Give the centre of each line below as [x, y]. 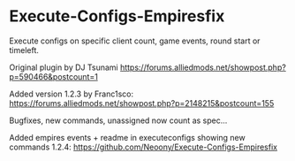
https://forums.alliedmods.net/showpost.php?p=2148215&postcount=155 [142, 103]
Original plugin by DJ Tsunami [64, 67]
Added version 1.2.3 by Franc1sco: [72, 94]
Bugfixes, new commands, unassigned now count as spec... [118, 120]
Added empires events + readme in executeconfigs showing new [127, 137]
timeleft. [24, 50]
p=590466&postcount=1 [54, 76]
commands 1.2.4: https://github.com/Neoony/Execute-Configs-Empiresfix [144, 147]
